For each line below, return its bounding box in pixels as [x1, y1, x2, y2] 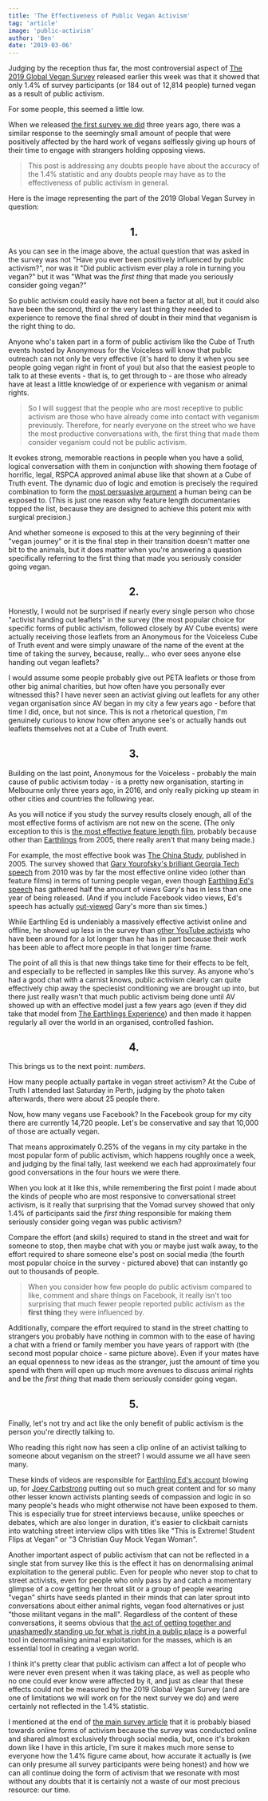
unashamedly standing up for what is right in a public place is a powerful [8, 1627, 247, 1636]
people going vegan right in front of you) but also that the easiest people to [8, 362, 255, 372]
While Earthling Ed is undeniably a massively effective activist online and [8, 917, 247, 927]
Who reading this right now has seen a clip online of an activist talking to [8, 1443, 247, 1452]
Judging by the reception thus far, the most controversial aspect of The [8, 63, 243, 73]
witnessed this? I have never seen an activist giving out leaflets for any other [8, 690, 260, 699]
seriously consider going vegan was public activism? [8, 1217, 182, 1227]
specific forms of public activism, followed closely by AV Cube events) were [8, 623, 258, 633]
